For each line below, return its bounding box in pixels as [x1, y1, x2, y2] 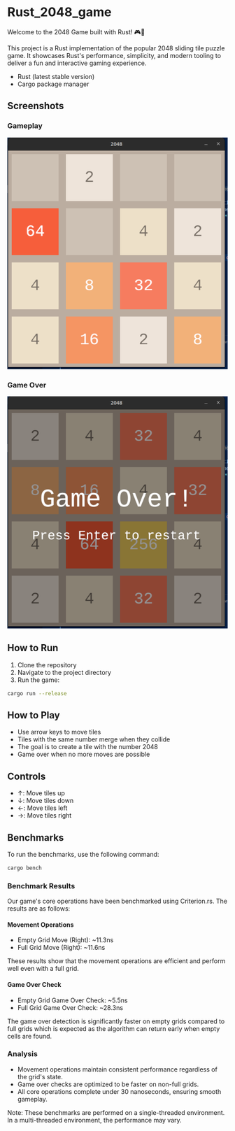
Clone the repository [17, 660, 77, 669]
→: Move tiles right [17, 811, 72, 820]
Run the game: [17, 676, 60, 684]
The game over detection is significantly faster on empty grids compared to [7, 1017, 225, 1025]
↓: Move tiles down [17, 797, 74, 805]
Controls [7, 770, 46, 782]
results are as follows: [7, 904, 71, 913]
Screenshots [7, 100, 64, 112]
